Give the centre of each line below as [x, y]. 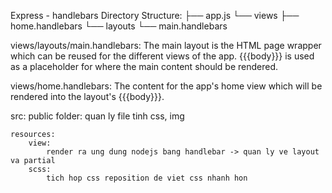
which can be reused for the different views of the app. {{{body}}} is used [162, 56]
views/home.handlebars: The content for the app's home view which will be [166, 86]
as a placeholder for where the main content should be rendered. [144, 66]
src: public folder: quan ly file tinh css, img [97, 116]
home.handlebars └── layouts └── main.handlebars [119, 26]
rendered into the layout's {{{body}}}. [87, 96]
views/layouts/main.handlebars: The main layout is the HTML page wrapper [166, 45]
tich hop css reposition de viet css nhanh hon [147, 178]
